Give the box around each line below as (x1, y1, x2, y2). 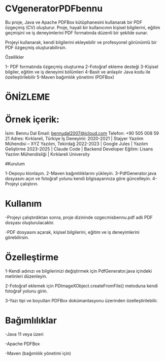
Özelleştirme (5, 252, 59, 263)
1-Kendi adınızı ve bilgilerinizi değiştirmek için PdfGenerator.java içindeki (5, 268, 152, 274)
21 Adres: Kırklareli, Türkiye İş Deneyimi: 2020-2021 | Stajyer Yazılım (5, 136, 144, 142)
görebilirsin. (5, 235, 30, 240)
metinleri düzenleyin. (5, 273, 48, 279)
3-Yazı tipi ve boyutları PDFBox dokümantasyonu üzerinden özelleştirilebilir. (5, 297, 158, 303)
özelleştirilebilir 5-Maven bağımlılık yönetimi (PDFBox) (5, 74, 114, 80)
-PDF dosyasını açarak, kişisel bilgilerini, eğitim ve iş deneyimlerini (5, 229, 139, 235)
